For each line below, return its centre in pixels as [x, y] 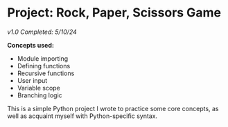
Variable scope [38, 88]
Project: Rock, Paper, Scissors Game [114, 13]
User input [32, 80]
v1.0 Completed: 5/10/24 [42, 32]
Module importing [43, 58]
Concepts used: [30, 45]
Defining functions [44, 66]
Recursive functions [46, 73]
